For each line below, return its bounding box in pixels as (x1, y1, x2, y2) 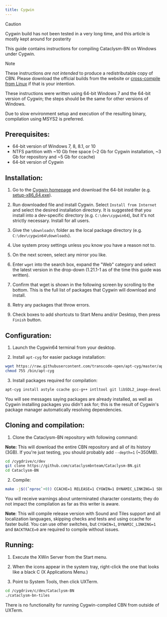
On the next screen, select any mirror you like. (12, 252, 107, 258)
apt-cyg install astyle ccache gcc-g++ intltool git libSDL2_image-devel (5, 387, 162, 392)
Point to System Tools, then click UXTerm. (12, 578, 98, 585)
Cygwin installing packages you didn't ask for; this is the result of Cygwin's (5, 401, 159, 407)
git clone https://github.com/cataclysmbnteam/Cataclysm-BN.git (5, 463, 141, 468)
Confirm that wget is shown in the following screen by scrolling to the (12, 282, 155, 288)
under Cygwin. (5, 51, 36, 57)
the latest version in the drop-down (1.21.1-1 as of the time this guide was (12, 267, 162, 273)
